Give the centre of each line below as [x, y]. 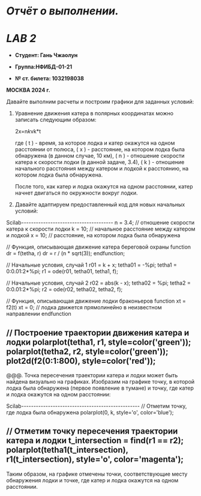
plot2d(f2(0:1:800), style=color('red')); [81, 361]
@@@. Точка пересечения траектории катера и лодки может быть [92, 375]
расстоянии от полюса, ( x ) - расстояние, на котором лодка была [100, 150]
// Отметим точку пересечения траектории [92, 431]
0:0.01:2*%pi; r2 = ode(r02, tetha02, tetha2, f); [64, 289]
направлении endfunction [39, 314]
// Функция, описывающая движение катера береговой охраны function [98, 247]
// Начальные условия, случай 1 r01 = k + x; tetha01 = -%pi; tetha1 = [91, 265]
